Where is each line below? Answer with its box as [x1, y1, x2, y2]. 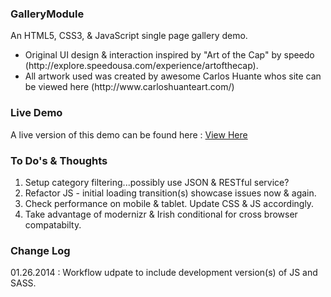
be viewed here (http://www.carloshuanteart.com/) [24, 81, 235, 93]
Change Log [10, 243, 71, 257]
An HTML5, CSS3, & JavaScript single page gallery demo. [10, 30, 248, 42]
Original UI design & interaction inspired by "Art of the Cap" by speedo [24, 49, 315, 61]
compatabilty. [24, 218, 82, 231]
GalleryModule [10, 7, 85, 21]
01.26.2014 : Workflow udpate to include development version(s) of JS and [10, 267, 318, 279]
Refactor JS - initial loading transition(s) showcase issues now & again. [24, 187, 317, 199]
